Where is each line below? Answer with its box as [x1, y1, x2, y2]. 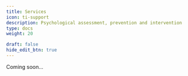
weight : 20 [6, 31, 33, 37]
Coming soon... [6, 63, 43, 70]
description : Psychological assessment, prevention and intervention [6, 20, 183, 26]
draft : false [6, 42, 39, 47]
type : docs [6, 25, 33, 31]
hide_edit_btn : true [6, 47, 58, 53]
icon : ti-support [6, 14, 49, 20]
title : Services [6, 8, 46, 15]
